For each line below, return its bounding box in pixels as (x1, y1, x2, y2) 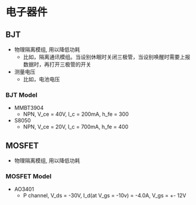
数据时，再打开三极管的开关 (23, 61, 92, 68)
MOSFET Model (5, 172, 52, 181)
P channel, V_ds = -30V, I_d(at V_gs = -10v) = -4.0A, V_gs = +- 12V (23, 192, 186, 199)
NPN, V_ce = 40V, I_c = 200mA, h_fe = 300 (23, 111, 129, 118)
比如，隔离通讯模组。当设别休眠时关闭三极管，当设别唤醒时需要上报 (23, 53, 191, 60)
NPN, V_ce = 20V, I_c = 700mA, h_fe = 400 (23, 123, 129, 131)
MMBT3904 (14, 105, 44, 112)
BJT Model (5, 90, 38, 99)
